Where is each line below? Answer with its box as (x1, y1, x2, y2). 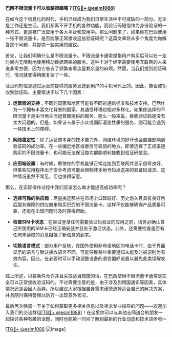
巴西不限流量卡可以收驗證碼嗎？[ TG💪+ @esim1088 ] (5, 5, 115, 11)
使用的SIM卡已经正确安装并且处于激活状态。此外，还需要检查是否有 (21, 226, 165, 231)
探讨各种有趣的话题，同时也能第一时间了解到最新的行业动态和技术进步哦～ (9, 316, 167, 322)
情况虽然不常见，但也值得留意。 (17, 173, 85, 179)
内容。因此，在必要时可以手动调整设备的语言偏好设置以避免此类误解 (17, 255, 161, 261)
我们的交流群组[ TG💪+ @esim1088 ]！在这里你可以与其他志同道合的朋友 (9, 309, 159, 315)
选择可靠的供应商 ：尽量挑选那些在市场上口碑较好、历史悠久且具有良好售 (12, 195, 165, 201)
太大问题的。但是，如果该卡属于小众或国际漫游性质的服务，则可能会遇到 (12, 119, 165, 125)
